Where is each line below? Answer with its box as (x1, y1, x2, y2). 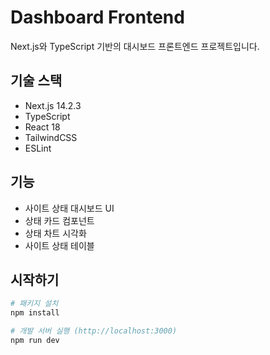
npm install (10, 308, 60, 318)
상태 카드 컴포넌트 (24, 214, 95, 226)
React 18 (24, 121, 61, 133)
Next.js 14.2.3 (24, 99, 82, 111)
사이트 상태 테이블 (24, 239, 95, 251)
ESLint (24, 142, 52, 154)
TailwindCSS (24, 131, 78, 143)
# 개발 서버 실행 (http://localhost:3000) (10, 326, 178, 336)
